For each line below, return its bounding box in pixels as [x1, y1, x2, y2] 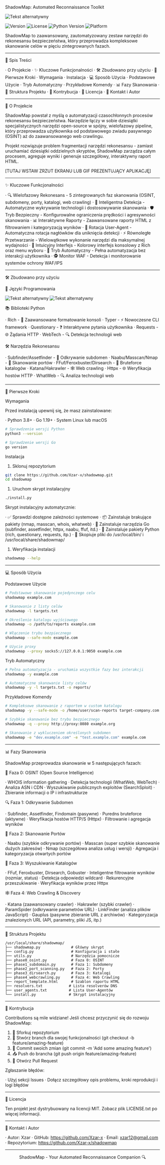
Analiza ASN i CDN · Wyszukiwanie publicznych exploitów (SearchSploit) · [5, 784, 155, 790]
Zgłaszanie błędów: [5, 1067, 45, 1073]
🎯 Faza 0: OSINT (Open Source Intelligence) [5, 769, 94, 775]
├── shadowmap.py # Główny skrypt [5, 945, 105, 949]
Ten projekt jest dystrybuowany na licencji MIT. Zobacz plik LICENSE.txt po [5, 1106, 158, 1111]
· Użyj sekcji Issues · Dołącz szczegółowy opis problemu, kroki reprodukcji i [5, 1077, 158, 1083]
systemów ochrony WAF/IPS [5, 260, 63, 266]
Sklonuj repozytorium [12, 463, 56, 469]
